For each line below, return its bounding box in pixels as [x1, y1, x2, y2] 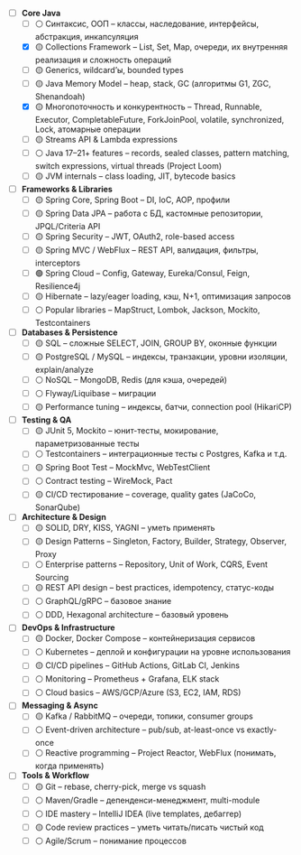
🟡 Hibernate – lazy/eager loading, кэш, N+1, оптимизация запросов [34, 291, 292, 302]
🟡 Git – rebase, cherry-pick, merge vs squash [34, 781, 206, 792]
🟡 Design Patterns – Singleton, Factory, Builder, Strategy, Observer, [34, 536, 287, 547]
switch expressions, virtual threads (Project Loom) [34, 161, 223, 172]
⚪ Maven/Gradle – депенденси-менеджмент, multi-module [34, 795, 260, 805]
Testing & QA [21, 414, 72, 425]
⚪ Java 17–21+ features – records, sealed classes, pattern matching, [34, 148, 290, 159]
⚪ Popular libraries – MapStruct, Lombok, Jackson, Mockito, [34, 304, 260, 315]
